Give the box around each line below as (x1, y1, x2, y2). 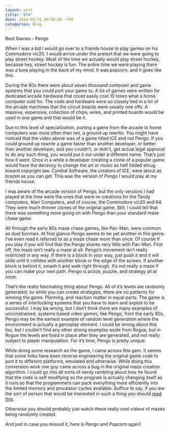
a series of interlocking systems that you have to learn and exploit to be (5, 300, 155, 306)
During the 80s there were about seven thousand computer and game (5, 82, 151, 88)
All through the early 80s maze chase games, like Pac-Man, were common (5, 225, 161, 231)
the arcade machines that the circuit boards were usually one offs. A (5, 104, 148, 110)
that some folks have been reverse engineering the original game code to (5, 353, 159, 359)
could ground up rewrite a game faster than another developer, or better (5, 141, 156, 147)
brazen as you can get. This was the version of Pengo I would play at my (5, 173, 157, 179)
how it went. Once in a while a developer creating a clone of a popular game (5, 157, 165, 163)
